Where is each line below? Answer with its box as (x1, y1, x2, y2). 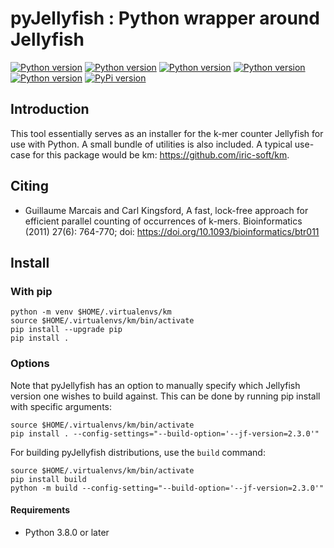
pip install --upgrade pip (10, 325, 123, 335)
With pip (10, 284, 53, 298)
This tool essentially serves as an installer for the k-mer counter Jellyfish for (10, 127, 324, 139)
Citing (10, 178, 49, 195)
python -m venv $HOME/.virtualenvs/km (10, 307, 172, 317)
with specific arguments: (10, 400, 112, 412)
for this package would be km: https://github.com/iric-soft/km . (32, 148, 290, 161)
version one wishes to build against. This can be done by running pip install (10, 390, 321, 402)
